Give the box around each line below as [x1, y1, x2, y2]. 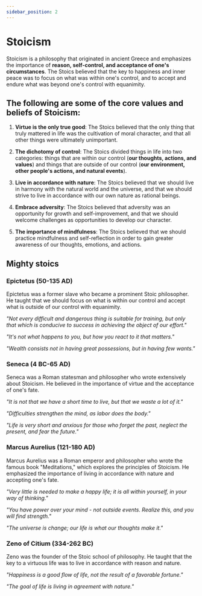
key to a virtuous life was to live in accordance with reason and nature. [6, 559, 182, 566]
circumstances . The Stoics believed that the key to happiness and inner [6, 68, 186, 75]
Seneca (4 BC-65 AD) [6, 360, 71, 368]
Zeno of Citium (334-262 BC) [6, 539, 93, 548]
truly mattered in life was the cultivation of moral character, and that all [14, 130, 191, 137]
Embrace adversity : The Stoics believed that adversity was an [14, 204, 171, 211]
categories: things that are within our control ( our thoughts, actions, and [14, 155, 197, 162]
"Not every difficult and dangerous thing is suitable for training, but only [6, 315, 186, 322]
